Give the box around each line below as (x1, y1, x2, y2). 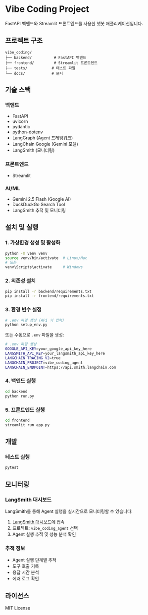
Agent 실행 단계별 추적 (12, 557, 57, 563)
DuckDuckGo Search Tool (12, 202, 65, 208)
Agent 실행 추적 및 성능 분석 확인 (12, 531, 76, 537)
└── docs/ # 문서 (5, 71, 63, 76)
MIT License (5, 605, 31, 611)
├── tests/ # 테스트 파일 (5, 65, 76, 70)
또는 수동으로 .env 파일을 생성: (5, 332, 64, 338)
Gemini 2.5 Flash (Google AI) (12, 196, 71, 202)
